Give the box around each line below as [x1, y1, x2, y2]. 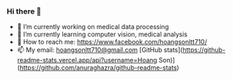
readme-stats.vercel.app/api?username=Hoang [16, 56, 158, 65]
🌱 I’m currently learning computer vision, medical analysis [16, 30, 188, 38]
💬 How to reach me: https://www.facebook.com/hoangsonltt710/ [16, 38, 207, 46]
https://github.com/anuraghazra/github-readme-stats [19, 63, 177, 72]
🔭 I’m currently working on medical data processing [16, 23, 169, 31]
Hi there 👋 [6, 6, 42, 16]
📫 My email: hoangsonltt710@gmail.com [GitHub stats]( [16, 46, 183, 54]
